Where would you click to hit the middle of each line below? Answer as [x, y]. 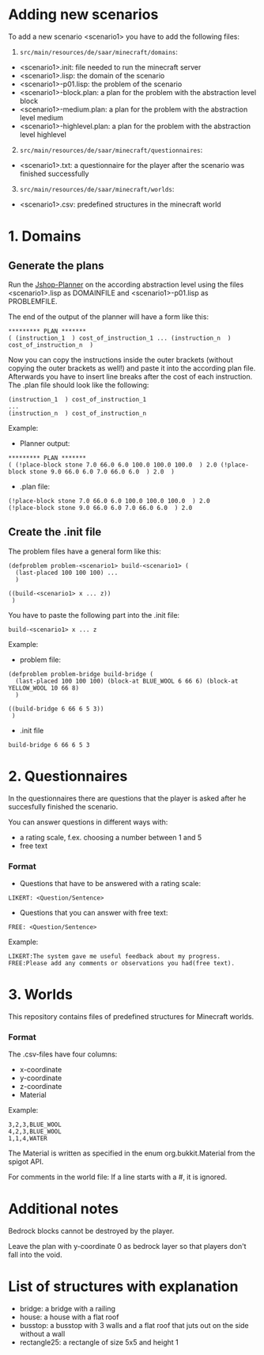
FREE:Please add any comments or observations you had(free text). [122, 963]
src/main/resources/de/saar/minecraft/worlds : [97, 188]
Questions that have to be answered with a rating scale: [110, 883]
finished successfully [54, 173]
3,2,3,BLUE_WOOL [35, 1125]
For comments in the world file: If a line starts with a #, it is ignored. [118, 1177]
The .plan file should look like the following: [79, 385]
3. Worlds [41, 995]
